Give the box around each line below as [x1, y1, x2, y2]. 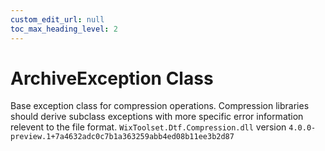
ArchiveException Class [10, 67, 214, 90]
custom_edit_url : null [10, 14, 105, 25]
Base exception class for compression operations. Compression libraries [10, 100, 310, 112]
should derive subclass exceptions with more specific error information [10, 111, 304, 123]
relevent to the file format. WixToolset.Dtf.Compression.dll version [10, 121, 287, 133]
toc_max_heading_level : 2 [10, 24, 118, 34]
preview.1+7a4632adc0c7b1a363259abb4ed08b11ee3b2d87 [10, 132, 235, 142]
